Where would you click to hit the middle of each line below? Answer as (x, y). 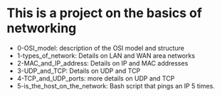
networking (42, 28)
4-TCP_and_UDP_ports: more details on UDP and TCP (96, 78)
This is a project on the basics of (104, 13)
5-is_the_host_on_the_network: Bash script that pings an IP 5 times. (116, 86)
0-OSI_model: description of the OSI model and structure (100, 48)
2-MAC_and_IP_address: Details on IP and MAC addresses (102, 63)
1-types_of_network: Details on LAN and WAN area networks (106, 56)
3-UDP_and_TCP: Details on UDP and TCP (79, 71)
